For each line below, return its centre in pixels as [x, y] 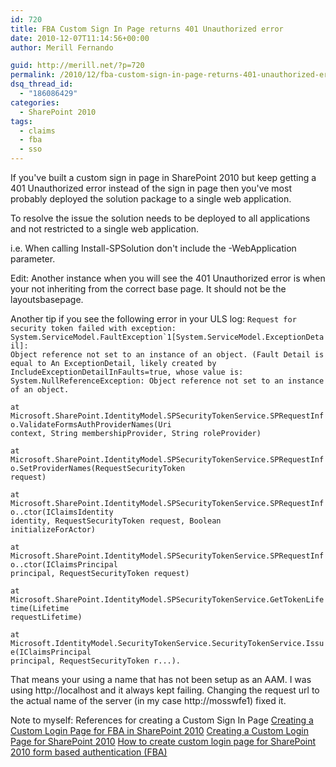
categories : [35, 102]
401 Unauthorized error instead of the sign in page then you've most [151, 188]
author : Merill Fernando [62, 47]
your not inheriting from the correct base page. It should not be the [148, 289]
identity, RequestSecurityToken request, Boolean [116, 521]
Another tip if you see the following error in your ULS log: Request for [153, 319]
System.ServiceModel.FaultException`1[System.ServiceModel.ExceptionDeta [167, 337]
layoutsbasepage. [47, 299]
